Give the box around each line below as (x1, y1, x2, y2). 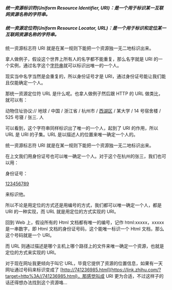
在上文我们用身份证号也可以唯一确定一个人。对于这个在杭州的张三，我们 (5, 153, 157, 160)
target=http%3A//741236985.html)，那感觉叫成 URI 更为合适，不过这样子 (5, 273, 159, 279)
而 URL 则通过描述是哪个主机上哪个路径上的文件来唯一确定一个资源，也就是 (5, 243, 164, 249)
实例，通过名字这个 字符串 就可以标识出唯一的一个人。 (9, 62, 121, 69)
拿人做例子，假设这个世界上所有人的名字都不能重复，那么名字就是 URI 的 (5, 56, 159, 62)
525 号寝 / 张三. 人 (5, 114, 44, 120)
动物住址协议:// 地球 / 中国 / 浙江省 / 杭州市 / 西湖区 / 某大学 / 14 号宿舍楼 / (5, 108, 161, 114)
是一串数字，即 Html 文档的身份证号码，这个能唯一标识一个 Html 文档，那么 (5, 226, 164, 232)
